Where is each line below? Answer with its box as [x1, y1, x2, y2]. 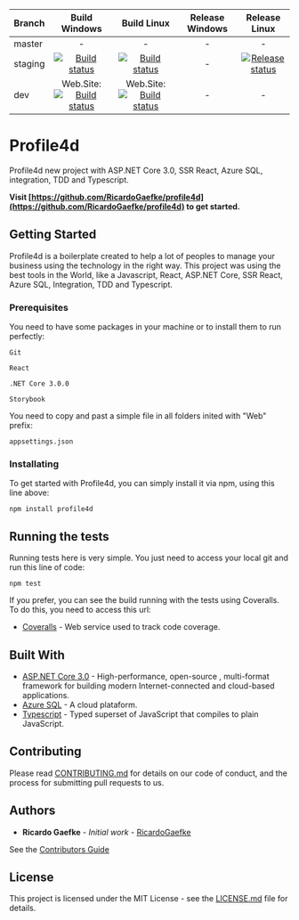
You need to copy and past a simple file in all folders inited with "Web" [9, 411, 267, 421]
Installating [9, 458, 60, 470]
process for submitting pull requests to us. [9, 777, 165, 787]
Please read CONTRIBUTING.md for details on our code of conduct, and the [9, 768, 287, 778]
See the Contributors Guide [9, 843, 109, 854]
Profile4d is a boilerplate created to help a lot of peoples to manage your [9, 250, 276, 261]
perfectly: [9, 331, 45, 342]
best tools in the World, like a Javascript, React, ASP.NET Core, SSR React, [9, 269, 283, 280]
